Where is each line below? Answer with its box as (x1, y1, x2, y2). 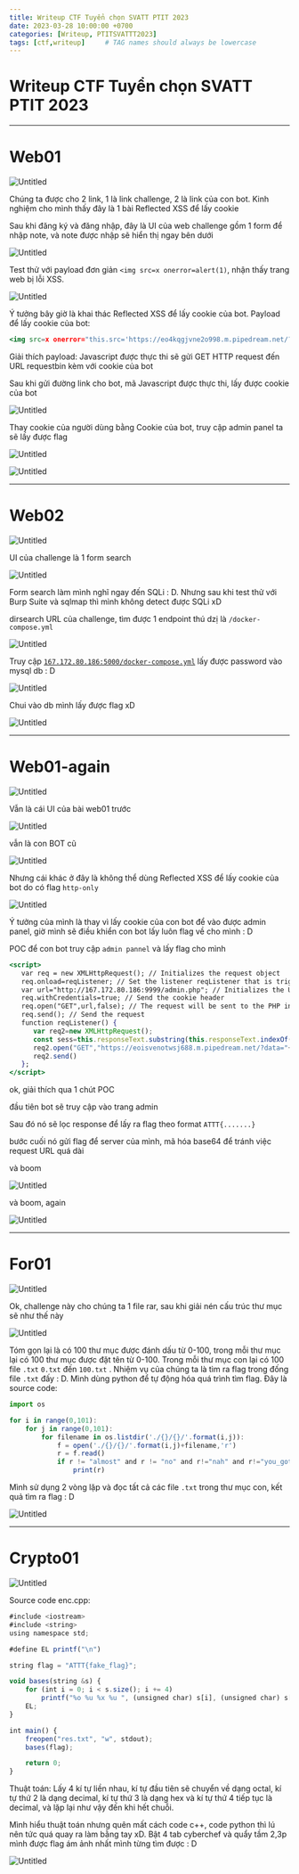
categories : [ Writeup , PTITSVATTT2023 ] (9, 29, 158, 38)
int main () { (9, 1726, 58, 1735)
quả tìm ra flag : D (9, 1492, 75, 1502)
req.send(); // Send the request (20, 1011, 145, 1019)
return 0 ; (25, 1759, 62, 1768)
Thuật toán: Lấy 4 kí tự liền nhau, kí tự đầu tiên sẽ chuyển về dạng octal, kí (9, 1783, 282, 1794)
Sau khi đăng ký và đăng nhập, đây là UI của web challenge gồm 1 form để (9, 220, 283, 232)
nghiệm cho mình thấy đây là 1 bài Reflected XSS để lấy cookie (9, 203, 239, 214)
